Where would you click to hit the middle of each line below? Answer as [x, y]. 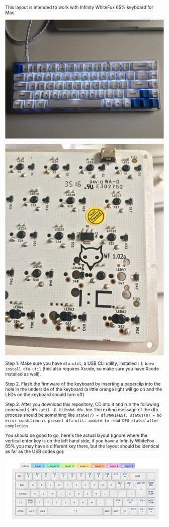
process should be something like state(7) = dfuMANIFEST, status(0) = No [83, 415]
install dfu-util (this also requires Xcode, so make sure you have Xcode [82, 369]
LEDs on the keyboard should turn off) [45, 394]
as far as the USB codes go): [35, 451]
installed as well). [23, 374]
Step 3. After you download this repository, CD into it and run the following [82, 404]
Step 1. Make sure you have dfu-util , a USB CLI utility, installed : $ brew [80, 363]
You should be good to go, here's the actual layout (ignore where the [76, 435]
